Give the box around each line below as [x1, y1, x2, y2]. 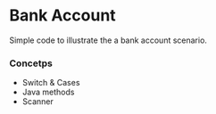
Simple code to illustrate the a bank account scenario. [9, 35, 208, 45]
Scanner [21, 96, 54, 107]
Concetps [9, 57, 54, 69]
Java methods [21, 86, 75, 98]
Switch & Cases [21, 77, 80, 88]
